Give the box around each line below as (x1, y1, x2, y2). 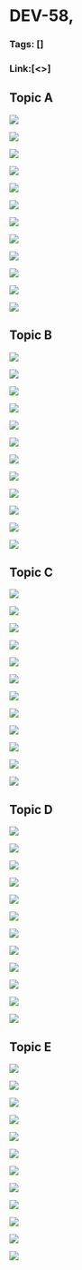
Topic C (9, 565, 54, 580)
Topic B (9, 328, 52, 343)
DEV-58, (9, 5, 75, 26)
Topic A (9, 90, 54, 105)
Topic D (9, 801, 53, 818)
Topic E (9, 1039, 52, 1055)
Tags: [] (9, 38, 44, 51)
